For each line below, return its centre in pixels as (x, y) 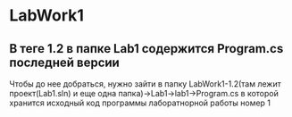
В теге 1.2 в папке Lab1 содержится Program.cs (146, 49)
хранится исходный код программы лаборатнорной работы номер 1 (140, 103)
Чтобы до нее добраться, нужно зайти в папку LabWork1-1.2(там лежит (145, 84)
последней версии (65, 62)
